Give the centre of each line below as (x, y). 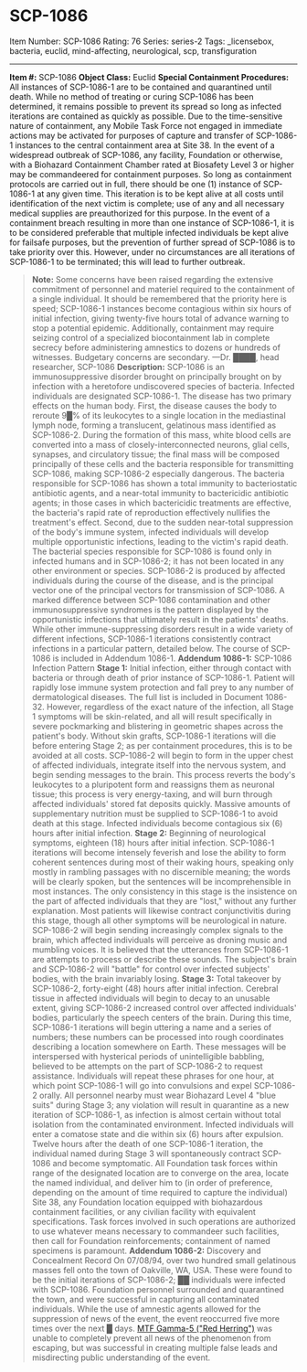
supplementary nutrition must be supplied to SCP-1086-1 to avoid (155, 814)
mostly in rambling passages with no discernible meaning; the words (161, 872)
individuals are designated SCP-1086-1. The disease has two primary (162, 396)
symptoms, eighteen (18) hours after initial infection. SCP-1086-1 (153, 843)
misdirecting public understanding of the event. (121, 1357)
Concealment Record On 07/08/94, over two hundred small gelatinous (164, 1260)
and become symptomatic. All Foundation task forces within (165, 1163)
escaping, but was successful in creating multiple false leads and (155, 1347)
